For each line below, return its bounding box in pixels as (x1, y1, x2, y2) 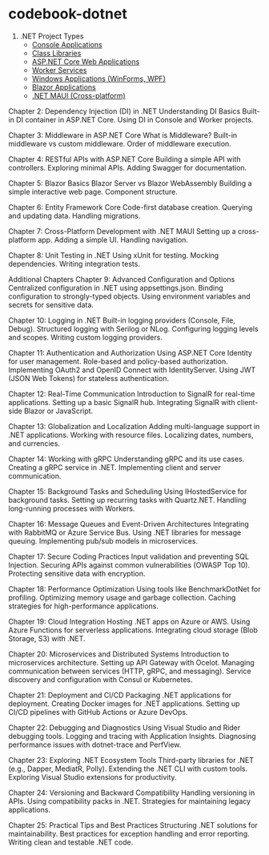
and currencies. (8, 438, 60, 448)
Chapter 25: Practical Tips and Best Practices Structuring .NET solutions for (8, 820, 259, 829)
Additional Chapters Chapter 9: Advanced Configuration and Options (8, 274, 235, 284)
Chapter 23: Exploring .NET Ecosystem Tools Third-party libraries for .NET (8, 755, 255, 765)
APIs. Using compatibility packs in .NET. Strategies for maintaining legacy (8, 796, 251, 805)
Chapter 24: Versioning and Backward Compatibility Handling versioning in (8, 788, 255, 797)
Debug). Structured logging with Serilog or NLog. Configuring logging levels (8, 323, 259, 333)
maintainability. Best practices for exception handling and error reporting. (8, 829, 250, 838)
